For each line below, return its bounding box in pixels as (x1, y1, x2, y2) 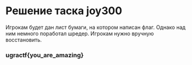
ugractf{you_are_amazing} (5, 51, 84, 59)
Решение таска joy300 (5, 4, 123, 18)
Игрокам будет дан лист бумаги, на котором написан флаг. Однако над (5, 24, 186, 31)
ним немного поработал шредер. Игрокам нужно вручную (5, 30, 154, 37)
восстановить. (5, 36, 42, 43)
